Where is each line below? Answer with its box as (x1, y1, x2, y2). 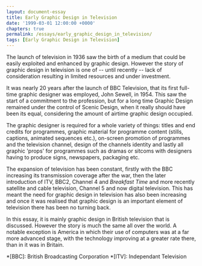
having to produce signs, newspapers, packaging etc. (6, 154, 140, 160)
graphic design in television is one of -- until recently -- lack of (6, 66, 162, 73)
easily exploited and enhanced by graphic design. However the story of (6, 60, 184, 67)
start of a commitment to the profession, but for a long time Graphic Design (6, 97, 193, 104)
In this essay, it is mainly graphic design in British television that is (6, 215, 170, 223)
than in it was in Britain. (6, 241, 65, 248)
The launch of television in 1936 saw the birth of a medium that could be (6, 54, 186, 60)
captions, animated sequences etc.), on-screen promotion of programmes (6, 135, 191, 142)
